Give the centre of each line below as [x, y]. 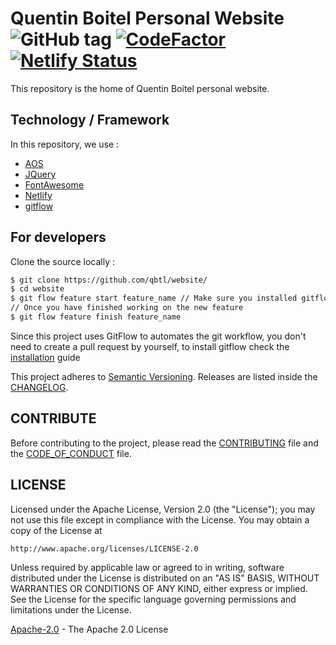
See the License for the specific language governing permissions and [153, 599]
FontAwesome [54, 184]
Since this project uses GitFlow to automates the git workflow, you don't [158, 336]
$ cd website [37, 289]
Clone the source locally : [63, 261]
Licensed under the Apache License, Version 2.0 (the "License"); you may [163, 509]
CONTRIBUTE [53, 418]
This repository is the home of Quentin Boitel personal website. [140, 88]
